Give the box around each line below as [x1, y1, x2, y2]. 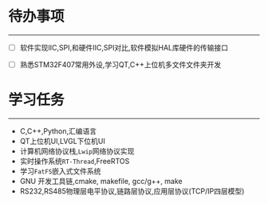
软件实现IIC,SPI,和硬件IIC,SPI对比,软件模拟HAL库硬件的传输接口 [19, 42, 229, 52]
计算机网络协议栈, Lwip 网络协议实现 [19, 146, 135, 156]
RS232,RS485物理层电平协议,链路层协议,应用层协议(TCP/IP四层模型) [19, 186, 245, 196]
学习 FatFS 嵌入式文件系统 [19, 166, 101, 176]
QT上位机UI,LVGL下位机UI [19, 137, 106, 146]
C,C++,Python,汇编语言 [19, 126, 97, 136]
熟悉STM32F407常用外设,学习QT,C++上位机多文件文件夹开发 [19, 60, 222, 69]
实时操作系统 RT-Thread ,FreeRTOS [19, 157, 130, 166]
